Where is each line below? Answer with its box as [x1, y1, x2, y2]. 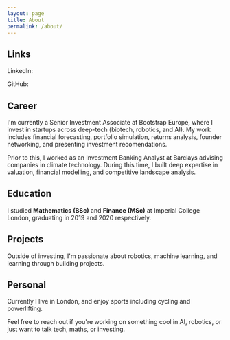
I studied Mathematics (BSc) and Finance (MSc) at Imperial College [7, 206, 200, 214]
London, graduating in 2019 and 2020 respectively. [7, 213, 152, 222]
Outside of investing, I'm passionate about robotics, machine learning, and [7, 252, 218, 260]
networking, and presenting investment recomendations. [7, 140, 168, 148]
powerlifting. [7, 304, 43, 313]
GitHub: [7, 80, 29, 88]
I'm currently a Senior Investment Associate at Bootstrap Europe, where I [7, 118, 213, 126]
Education [7, 188, 52, 200]
